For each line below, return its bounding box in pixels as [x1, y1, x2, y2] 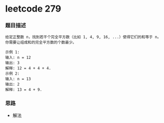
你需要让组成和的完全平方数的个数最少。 [5, 40, 76, 45]
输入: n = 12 [5, 55, 31, 60]
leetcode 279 [5, 3, 61, 15]
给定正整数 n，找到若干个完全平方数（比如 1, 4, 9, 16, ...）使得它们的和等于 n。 [5, 35, 161, 40]
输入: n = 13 [5, 77, 31, 82]
